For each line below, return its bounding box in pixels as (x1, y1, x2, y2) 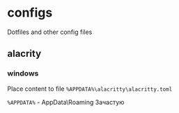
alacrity (7, 48, 42, 60)
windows (7, 69, 39, 78)
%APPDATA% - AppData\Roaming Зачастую (7, 98, 125, 106)
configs (7, 5, 53, 21)
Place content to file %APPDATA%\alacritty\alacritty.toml (7, 85, 173, 93)
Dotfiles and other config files (7, 28, 93, 36)
